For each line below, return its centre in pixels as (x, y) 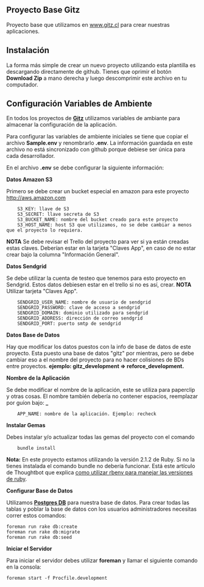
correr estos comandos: (37, 516)
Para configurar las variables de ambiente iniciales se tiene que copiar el (97, 137)
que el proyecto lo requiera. (45, 230)
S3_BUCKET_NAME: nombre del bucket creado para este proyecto (98, 220)
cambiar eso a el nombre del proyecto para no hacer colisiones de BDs (95, 360)
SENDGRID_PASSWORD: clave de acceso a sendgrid (79, 308)
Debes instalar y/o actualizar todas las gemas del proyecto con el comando (100, 437)
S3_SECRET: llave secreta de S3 (58, 215)
